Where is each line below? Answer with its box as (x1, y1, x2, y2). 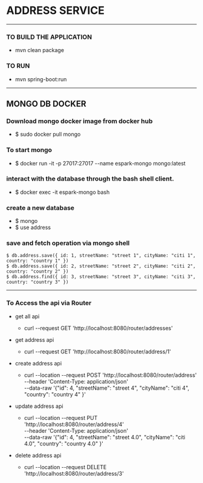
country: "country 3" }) (6, 279, 69, 285)
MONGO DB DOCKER (6, 98, 86, 109)
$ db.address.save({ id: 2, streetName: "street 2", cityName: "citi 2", (6, 263, 196, 270)
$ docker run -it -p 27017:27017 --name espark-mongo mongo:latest (14, 159, 186, 167)
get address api (14, 336, 54, 343)
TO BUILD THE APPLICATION (6, 33, 92, 41)
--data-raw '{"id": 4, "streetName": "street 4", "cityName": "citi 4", (24, 384, 190, 391)
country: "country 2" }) (6, 268, 69, 275)
